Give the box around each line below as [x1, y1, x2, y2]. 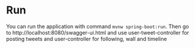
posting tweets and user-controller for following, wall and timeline [6, 35, 168, 42]
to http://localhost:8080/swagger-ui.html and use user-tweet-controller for [6, 29, 189, 36]
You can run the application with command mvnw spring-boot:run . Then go [6, 23, 189, 30]
